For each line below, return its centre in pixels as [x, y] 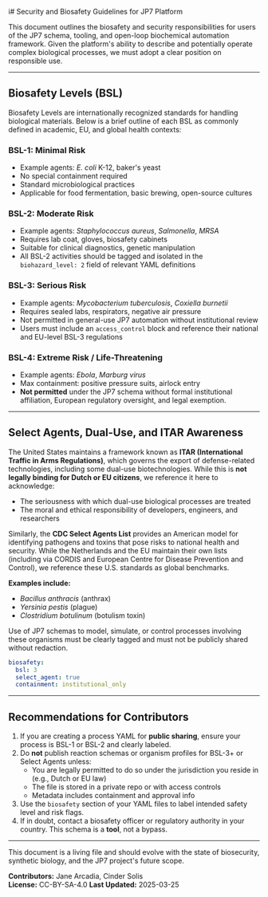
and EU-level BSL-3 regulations [71, 336]
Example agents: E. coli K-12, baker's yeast [90, 167]
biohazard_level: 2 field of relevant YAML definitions [108, 265]
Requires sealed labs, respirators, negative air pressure [110, 311]
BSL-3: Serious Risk [47, 285]
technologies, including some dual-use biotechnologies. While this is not [128, 469]
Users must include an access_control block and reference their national [139, 328]
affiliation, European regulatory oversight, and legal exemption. [123, 400]
